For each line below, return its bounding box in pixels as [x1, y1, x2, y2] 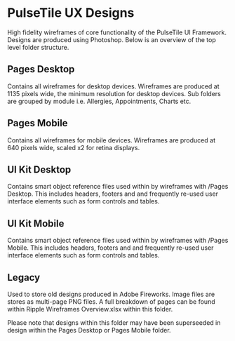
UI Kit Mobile [7, 218, 65, 229]
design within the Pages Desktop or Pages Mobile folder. [7, 326, 171, 334]
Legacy [7, 272, 41, 283]
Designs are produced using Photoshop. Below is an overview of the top [7, 35, 216, 44]
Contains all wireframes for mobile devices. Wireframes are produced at [7, 135, 216, 145]
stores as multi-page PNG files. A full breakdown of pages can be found [7, 297, 215, 306]
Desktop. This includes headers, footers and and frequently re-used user [7, 189, 219, 198]
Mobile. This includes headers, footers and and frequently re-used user [7, 243, 214, 252]
